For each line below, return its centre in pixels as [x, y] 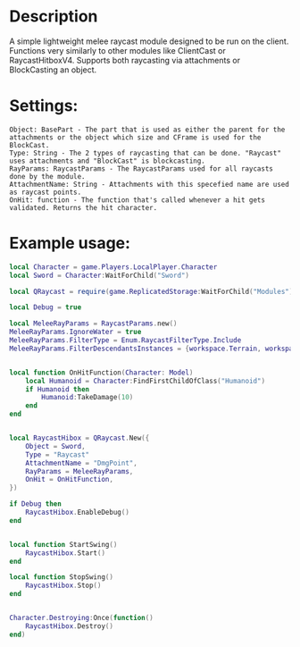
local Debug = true [46, 307]
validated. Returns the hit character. [83, 207]
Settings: [44, 106]
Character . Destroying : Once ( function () [81, 618]
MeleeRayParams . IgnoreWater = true [75, 332]
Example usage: [70, 244]
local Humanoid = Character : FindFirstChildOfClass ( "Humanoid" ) [146, 381]
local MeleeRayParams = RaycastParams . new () [93, 323]
